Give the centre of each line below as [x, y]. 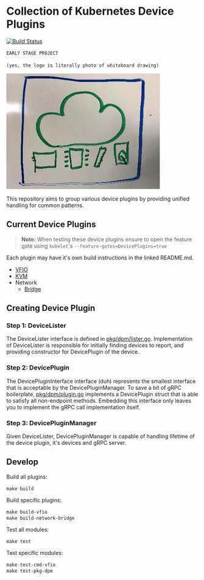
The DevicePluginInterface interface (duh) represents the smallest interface [101, 381]
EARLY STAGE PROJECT [33, 53]
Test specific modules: [35, 552]
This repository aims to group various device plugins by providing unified [98, 199]
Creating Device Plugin [51, 308]
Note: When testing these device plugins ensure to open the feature [107, 239]
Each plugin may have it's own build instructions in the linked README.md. [100, 258]
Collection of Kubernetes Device [90, 11]
